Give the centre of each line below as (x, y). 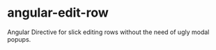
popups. (19, 39)
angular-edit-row (58, 13)
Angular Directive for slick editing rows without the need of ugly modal (108, 32)
